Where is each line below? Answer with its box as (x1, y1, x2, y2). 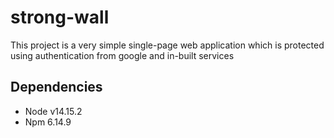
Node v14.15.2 (24, 105, 83, 117)
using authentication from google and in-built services (10, 49, 235, 61)
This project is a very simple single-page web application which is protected (10, 39, 325, 51)
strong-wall (10, 6, 110, 29)
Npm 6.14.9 (24, 116, 72, 128)
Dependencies (10, 79, 103, 96)
